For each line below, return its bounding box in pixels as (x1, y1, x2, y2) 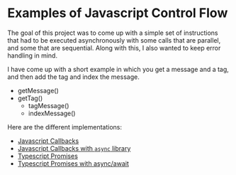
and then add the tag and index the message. (7, 73, 140, 81)
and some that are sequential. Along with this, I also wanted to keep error (7, 43, 221, 52)
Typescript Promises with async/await (17, 159, 129, 168)
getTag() (17, 94, 43, 102)
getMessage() (17, 86, 59, 95)
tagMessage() (28, 101, 69, 110)
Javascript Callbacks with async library (17, 144, 131, 152)
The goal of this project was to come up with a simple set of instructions (7, 28, 218, 37)
